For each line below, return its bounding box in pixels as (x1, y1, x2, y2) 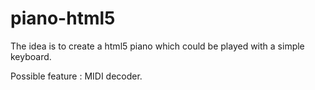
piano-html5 (10, 7, 116, 30)
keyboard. (10, 50, 52, 62)
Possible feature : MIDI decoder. (10, 70, 143, 82)
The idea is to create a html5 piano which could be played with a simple (10, 40, 305, 52)
